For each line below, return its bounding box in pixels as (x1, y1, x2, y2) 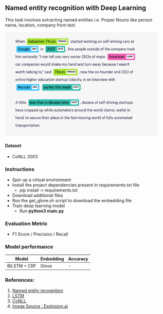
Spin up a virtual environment (12, 177, 72, 183)
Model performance (5, 244, 54, 251)
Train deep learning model (12, 203, 65, 209)
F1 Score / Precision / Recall (12, 231, 68, 237)
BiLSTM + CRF (7, 263, 36, 269)
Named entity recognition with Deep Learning (5, 4, 146, 12)
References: (5, 276, 35, 283)
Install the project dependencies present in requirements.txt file (12, 182, 140, 188)
